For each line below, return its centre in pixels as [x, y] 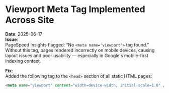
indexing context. [23, 61]
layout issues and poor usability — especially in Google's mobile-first [77, 55]
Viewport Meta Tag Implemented [75, 9]
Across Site [30, 20]
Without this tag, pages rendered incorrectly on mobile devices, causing [80, 50]
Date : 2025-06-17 [24, 34]
